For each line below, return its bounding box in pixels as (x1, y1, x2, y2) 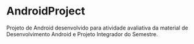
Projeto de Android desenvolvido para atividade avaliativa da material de (6, 24, 189, 31)
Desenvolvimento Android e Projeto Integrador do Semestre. (6, 30, 158, 37)
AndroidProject (6, 4, 85, 18)
